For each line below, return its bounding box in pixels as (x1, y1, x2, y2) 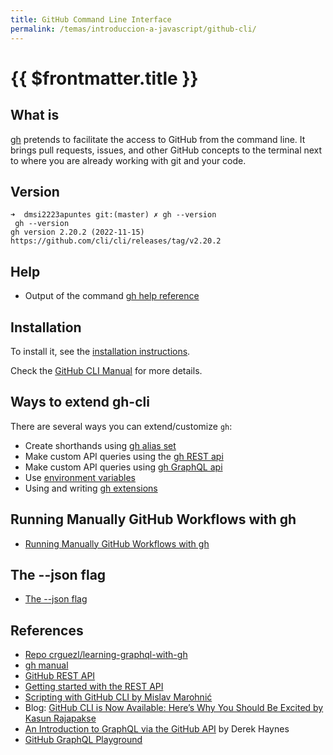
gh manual (24, 659, 69, 671)
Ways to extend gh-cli (10, 394, 150, 411)
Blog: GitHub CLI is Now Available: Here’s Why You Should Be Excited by (24, 702, 324, 714)
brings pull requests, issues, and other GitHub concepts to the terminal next (10, 144, 323, 156)
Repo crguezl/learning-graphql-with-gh (24, 649, 188, 661)
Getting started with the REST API (24, 681, 164, 693)
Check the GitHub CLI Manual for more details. (10, 364, 203, 376)
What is (10, 107, 60, 124)
